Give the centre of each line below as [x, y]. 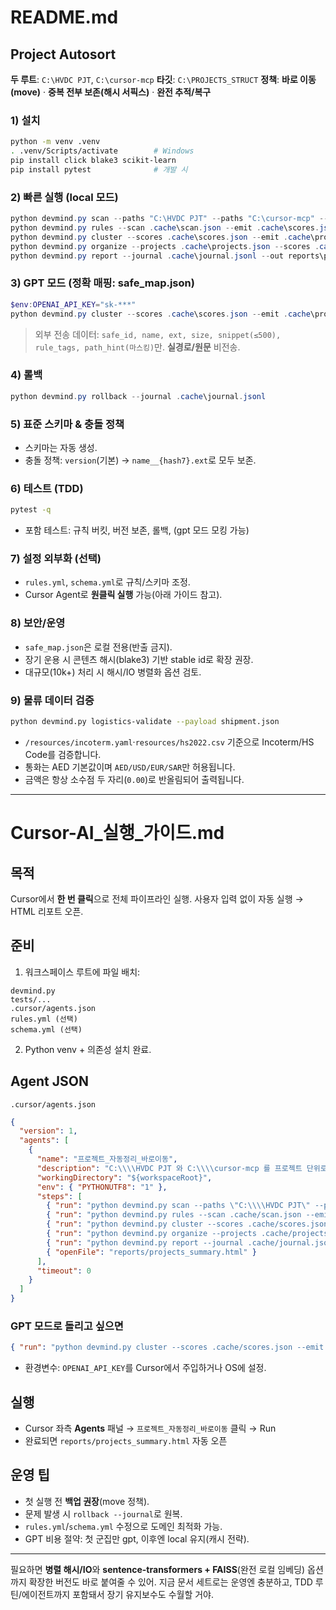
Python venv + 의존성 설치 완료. [88, 1049]
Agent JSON [49, 1081]
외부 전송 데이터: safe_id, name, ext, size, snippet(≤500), [158, 334]
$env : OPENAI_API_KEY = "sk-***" [73, 304]
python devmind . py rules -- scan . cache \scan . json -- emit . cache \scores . [165, 227]
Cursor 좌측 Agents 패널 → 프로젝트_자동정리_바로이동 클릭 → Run [150, 1428]
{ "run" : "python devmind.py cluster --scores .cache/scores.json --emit [167, 1347]
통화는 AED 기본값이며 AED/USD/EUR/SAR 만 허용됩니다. [130, 767]
